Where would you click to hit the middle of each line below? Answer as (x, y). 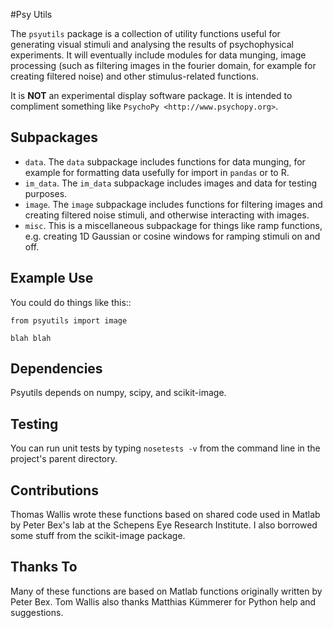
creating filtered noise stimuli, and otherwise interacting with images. (167, 215)
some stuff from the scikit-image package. (98, 536)
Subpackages (54, 137)
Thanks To (44, 567)
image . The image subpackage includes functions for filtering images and (173, 204)
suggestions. (37, 612)
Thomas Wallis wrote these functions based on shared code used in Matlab (165, 515)
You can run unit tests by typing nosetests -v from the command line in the (165, 448)
